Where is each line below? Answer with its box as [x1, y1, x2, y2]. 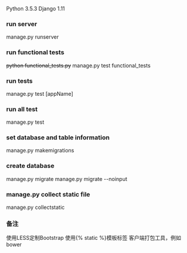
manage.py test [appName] [6, 90, 73, 97]
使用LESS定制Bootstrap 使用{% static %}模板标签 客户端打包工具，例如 [6, 235, 182, 242]
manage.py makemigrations [6, 147, 74, 154]
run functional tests [6, 48, 64, 57]
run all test [6, 105, 38, 113]
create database [6, 162, 55, 170]
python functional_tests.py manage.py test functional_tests [6, 62, 151, 69]
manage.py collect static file [6, 190, 91, 198]
